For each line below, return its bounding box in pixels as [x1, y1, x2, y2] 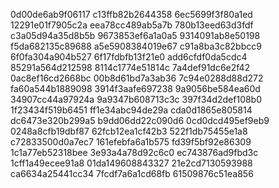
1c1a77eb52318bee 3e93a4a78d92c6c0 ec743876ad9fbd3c [10, 147, 259, 158]
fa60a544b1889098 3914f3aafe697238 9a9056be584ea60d [10, 83, 261, 94]
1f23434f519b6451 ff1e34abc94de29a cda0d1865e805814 [10, 104, 253, 116]
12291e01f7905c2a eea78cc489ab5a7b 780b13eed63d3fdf [10, 19, 254, 31]
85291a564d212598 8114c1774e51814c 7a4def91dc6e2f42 [10, 62, 251, 73]
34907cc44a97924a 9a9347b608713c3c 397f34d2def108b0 [10, 94, 263, 105]
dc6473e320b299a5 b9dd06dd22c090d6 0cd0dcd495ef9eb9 [10, 115, 270, 126]
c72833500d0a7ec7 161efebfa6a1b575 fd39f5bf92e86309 [10, 136, 252, 148]
